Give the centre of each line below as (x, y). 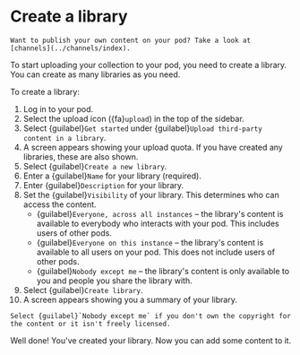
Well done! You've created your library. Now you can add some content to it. (151, 340)
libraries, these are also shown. (81, 156)
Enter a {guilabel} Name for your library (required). (112, 176)
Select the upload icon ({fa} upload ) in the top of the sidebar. (133, 118)
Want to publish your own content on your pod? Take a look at (131, 40)
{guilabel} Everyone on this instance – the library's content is (150, 242)
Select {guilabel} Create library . (83, 290)
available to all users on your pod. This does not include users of (156, 252)
